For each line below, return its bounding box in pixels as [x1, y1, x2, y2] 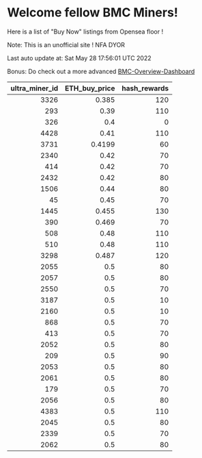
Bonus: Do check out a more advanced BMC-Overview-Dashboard [7, 67, 195, 75]
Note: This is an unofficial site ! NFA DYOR [7, 40, 125, 49]
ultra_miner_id [10, 84, 59, 93]
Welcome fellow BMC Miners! [7, 5, 179, 21]
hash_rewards [121, 84, 169, 93]
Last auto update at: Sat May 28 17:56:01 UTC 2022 [7, 53, 151, 62]
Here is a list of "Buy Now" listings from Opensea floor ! [7, 27, 164, 36]
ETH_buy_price [64, 84, 115, 93]
